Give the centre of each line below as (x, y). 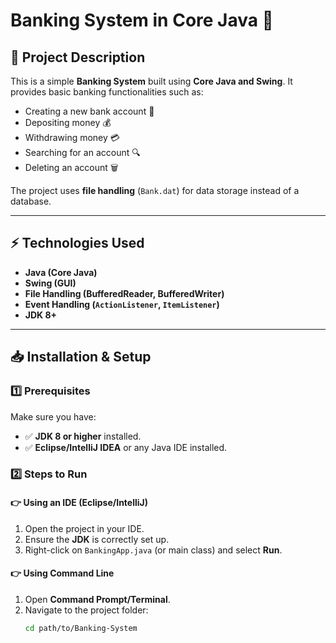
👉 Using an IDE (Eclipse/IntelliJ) (79, 503)
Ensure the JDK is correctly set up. (97, 539)
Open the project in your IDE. (84, 528)
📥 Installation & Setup (81, 357)
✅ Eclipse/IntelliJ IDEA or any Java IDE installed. (126, 447)
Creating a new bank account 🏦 (89, 111)
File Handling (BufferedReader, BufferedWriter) (124, 293)
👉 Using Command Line (62, 573)
